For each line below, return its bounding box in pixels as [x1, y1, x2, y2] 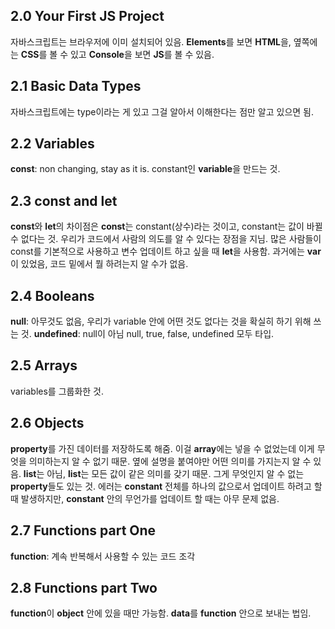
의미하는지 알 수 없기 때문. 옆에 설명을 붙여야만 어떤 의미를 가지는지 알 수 [28, 455, 312, 467]
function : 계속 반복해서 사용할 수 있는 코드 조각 [10, 550, 196, 562]
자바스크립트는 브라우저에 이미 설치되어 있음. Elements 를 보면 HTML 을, [10, 35, 292, 48]
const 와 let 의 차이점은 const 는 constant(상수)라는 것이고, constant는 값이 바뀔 [10, 220, 323, 233]
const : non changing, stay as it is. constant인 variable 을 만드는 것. [10, 163, 281, 175]
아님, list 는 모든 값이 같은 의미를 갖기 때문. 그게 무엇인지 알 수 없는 [46, 467, 305, 479]
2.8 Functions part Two [10, 579, 158, 596]
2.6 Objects [10, 415, 85, 432]
